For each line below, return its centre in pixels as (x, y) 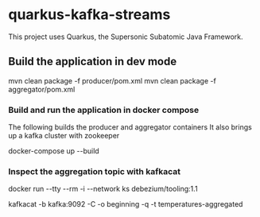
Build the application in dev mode (93, 62)
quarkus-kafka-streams (89, 15)
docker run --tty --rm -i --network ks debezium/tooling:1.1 (103, 189)
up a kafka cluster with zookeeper (64, 136)
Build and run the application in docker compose (104, 110)
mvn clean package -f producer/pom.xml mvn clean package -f (112, 80)
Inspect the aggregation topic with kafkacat (95, 171)
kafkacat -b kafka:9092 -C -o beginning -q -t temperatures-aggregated (126, 204)
